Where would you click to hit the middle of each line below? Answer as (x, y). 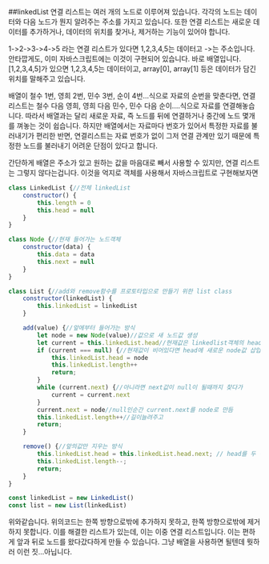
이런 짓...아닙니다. (44, 552)
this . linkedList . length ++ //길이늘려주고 (100, 417)
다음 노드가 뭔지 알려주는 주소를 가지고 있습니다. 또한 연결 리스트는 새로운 (137, 22)
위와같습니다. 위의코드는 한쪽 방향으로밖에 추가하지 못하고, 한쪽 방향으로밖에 (127, 522)
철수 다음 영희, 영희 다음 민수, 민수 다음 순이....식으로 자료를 (128, 106)
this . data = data (66, 254)
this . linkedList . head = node (100, 358)
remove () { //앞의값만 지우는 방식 (72, 446)
